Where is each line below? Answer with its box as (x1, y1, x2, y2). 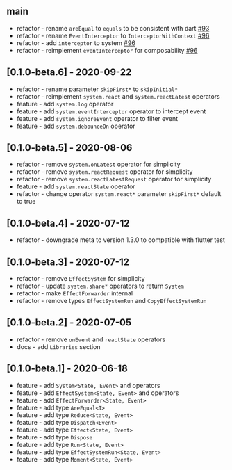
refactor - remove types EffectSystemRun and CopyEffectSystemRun (16, 297, 207, 305)
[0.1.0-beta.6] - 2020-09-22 (6, 66, 132, 79)
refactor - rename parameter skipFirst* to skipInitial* (16, 85, 179, 93)
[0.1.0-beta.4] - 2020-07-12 (6, 217, 130, 229)
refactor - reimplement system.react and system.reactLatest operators (16, 92, 220, 100)
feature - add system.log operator (16, 99, 114, 108)
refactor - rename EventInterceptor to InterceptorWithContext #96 (16, 31, 210, 40)
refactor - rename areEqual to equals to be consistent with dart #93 (16, 24, 210, 32)
